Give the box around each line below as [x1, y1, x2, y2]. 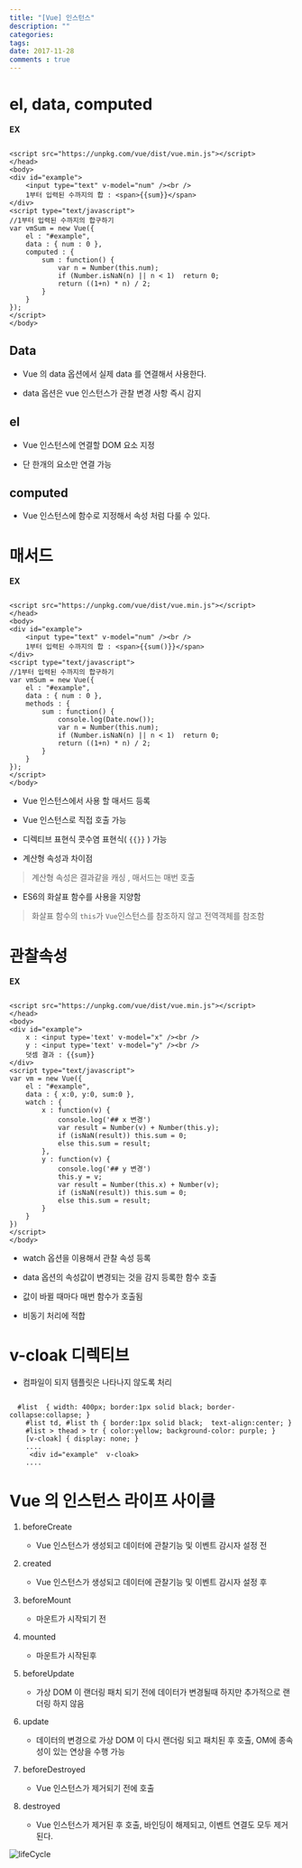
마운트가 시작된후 [35, 1650, 97, 1661]
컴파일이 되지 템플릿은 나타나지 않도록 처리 [22, 1377, 173, 1387]
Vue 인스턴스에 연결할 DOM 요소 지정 [22, 439, 155, 450]
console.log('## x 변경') [57, 1116, 151, 1125]
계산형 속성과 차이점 [22, 853, 93, 864]
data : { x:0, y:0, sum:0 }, [25, 1090, 135, 1099]
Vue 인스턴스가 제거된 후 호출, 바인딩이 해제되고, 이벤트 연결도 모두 [35, 1819, 272, 1830]
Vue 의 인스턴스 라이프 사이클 [9, 1491, 215, 1511]
